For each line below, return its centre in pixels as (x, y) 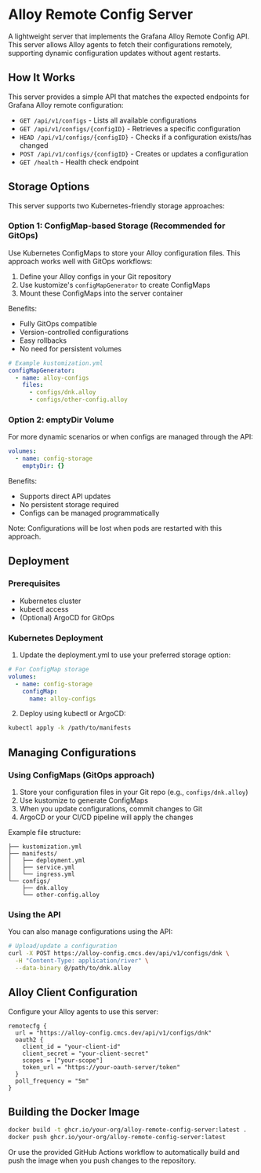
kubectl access (44, 609)
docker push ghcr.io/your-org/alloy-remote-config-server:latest (117, 1138)
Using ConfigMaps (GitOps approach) (82, 774)
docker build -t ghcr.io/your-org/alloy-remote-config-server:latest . (127, 1130)
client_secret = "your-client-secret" (85, 1053)
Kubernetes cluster (50, 601)
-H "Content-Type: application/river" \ (82, 961)
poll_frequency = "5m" (52, 1081)
